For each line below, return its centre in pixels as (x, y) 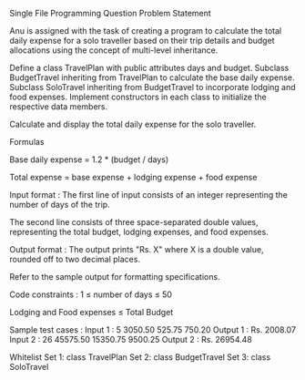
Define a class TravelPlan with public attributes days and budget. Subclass (149, 68)
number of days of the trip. (60, 205)
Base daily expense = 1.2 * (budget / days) (89, 159)
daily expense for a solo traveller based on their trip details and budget (142, 41)
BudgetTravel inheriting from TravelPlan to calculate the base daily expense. (152, 77)
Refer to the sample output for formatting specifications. (115, 277)
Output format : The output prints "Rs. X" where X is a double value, (137, 249)
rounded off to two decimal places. (75, 259)
